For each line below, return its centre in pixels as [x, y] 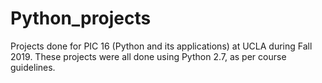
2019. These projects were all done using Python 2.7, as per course [148, 56]
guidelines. [33, 67]
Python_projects [81, 18]
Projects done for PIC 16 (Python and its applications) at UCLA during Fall [161, 46]
